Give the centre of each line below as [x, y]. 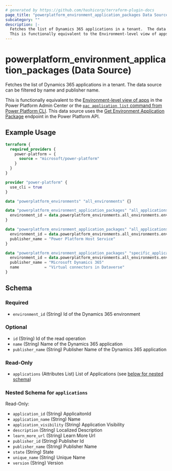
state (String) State [33, 452]
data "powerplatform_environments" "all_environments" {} [68, 201]
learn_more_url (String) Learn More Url [54, 436]
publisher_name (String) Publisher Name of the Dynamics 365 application [90, 349]
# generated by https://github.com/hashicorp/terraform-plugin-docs [80, 10]
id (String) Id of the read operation [49, 338]
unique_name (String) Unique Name [49, 458]
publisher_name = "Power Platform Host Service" [63, 239]
